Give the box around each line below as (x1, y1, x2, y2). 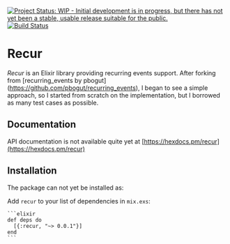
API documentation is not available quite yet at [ (7, 137, 144, 146)
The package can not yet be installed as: (7, 183, 124, 192)
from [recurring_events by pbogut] (7, 76, 107, 84)
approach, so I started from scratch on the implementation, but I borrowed (7, 91, 221, 99)
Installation (7, 165, 57, 177)
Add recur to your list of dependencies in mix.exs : (7, 197, 151, 205)
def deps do (7, 216, 42, 223)
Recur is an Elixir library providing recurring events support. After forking (7, 68, 216, 77)
